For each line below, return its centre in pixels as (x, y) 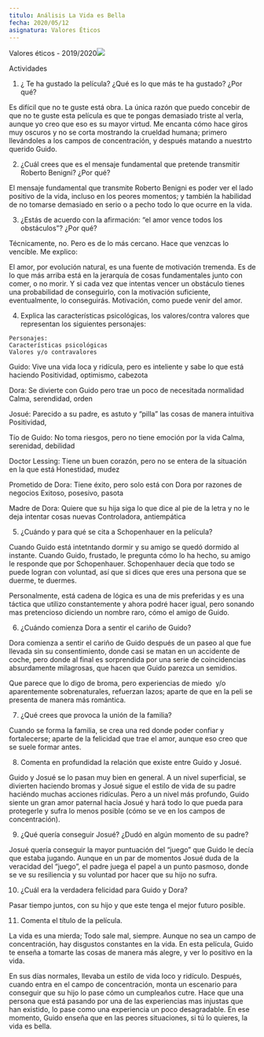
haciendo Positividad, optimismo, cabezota (79, 375)
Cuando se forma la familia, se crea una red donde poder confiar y (117, 730)
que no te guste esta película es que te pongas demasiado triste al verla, (126, 116)
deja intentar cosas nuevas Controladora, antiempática (97, 517)
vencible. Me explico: (43, 252)
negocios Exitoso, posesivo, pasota (66, 493)
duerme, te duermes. (43, 581)
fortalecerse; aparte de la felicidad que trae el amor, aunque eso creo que (128, 739)
